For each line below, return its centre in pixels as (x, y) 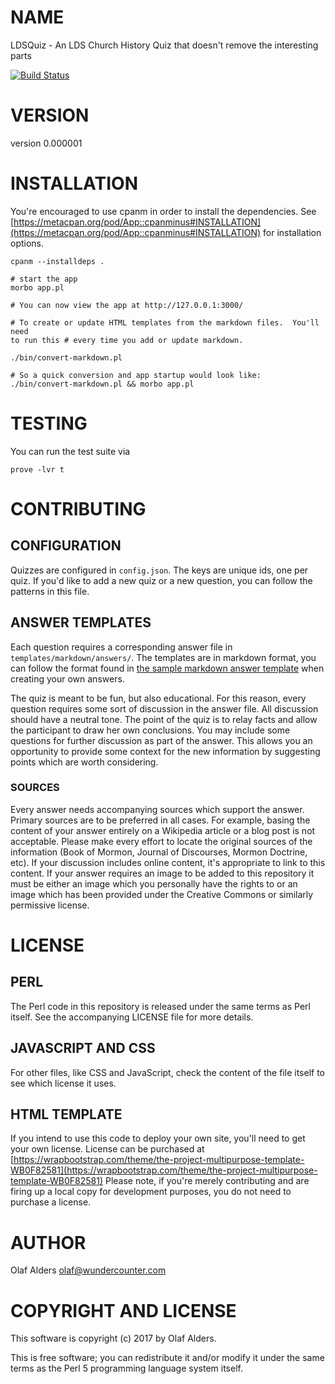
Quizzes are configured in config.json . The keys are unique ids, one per (159, 570)
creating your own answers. (67, 678)
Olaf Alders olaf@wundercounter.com (88, 1270)
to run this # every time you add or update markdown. (127, 340)
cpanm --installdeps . (57, 261)
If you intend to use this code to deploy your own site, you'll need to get (158, 1138)
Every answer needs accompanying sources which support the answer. (157, 809)
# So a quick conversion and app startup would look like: (136, 375)
